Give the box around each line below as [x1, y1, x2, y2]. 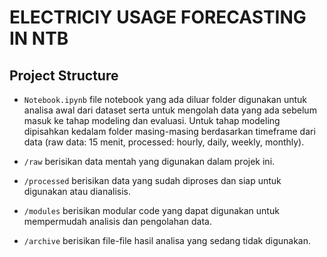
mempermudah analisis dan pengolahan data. [23, 216, 212, 227]
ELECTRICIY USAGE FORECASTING [9, 6, 307, 29]
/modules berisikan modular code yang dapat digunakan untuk [23, 205, 280, 216]
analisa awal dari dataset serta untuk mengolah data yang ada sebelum [23, 104, 317, 116]
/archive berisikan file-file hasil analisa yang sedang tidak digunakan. [23, 235, 311, 246]
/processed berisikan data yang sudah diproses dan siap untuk [23, 175, 282, 186]
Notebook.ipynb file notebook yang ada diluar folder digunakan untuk [23, 94, 307, 105]
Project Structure [9, 67, 119, 84]
